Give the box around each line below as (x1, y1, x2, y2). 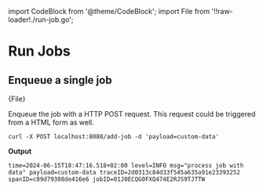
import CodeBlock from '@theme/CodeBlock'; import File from (8, 7, 210, 16)
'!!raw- (211, 7, 233, 16)
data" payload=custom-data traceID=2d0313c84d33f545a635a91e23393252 (8, 168, 241, 176)
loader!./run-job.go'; (8, 15, 74, 24)
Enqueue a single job (8, 74, 112, 87)
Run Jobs (8, 42, 71, 60)
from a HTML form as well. (8, 117, 94, 127)
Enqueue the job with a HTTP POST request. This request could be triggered (8, 110, 256, 118)
